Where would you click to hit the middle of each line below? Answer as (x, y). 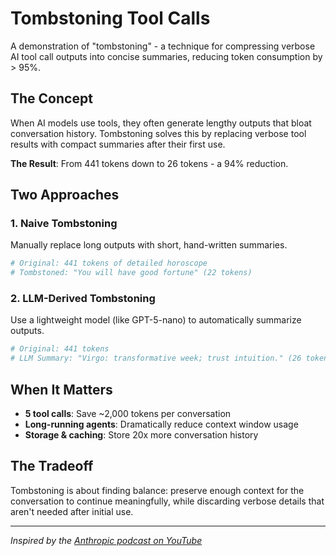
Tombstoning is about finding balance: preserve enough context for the (157, 490)
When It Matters (61, 389)
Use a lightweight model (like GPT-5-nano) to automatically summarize (156, 320)
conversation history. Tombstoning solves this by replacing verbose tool (158, 133)
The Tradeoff (52, 466)
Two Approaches (65, 195)
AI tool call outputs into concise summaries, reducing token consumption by (166, 56)
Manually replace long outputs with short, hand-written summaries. (149, 245)
